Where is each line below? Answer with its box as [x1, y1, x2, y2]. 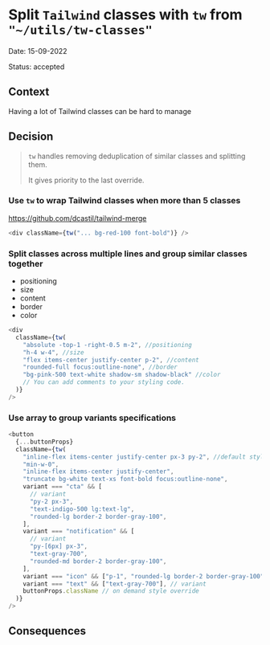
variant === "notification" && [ [22, 528, 135, 536]
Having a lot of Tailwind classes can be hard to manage [8, 106, 191, 116]
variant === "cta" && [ [22, 483, 103, 491]
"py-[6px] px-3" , [29, 542, 88, 551]
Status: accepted [8, 62, 65, 71]
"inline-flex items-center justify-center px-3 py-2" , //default [22, 452, 247, 461]
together [8, 258, 43, 269]
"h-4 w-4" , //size [22, 348, 84, 357]
